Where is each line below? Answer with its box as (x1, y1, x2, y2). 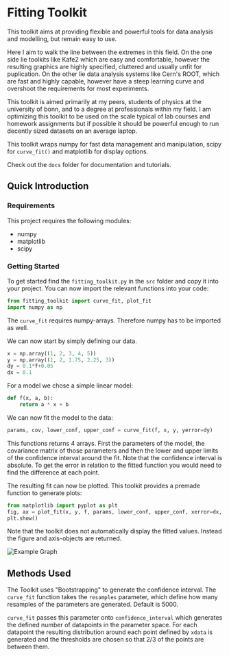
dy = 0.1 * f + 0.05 (7, 363, 53, 370)
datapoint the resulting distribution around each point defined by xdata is (7, 628, 213, 636)
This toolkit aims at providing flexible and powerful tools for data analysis (7, 27, 214, 36)
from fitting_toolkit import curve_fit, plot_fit (7, 297, 152, 304)
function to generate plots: (7, 488, 82, 497)
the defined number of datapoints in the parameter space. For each (7, 621, 197, 629)
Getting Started (7, 262, 60, 271)
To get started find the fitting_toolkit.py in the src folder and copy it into (7, 277, 219, 285)
